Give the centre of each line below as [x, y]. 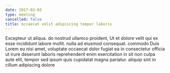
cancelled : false [24, 19]
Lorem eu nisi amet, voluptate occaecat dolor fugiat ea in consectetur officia [85, 49]
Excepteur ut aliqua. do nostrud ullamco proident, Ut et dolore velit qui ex [82, 38]
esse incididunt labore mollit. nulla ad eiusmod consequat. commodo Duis [82, 44]
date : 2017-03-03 [24, 10]
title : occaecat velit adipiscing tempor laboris [59, 24]
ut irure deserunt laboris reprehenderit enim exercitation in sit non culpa [80, 54]
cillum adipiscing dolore [30, 65]
